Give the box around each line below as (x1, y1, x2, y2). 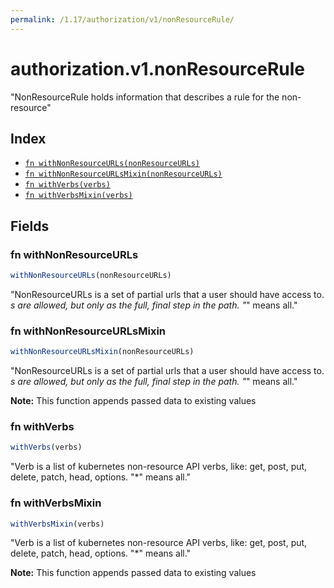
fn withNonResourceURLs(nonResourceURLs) (24, 159, 200, 169)
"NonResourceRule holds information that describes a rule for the (10, 91, 280, 103)
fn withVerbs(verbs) (24, 180, 111, 190)
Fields (10, 217, 50, 235)
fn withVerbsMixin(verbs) (24, 191, 133, 201)
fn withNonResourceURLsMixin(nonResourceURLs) (24, 169, 223, 180)
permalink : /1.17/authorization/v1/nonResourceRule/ (10, 14, 235, 25)
